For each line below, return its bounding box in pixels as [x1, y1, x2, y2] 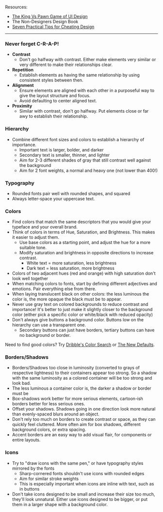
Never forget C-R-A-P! [5, 40, 59, 47]
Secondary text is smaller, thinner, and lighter [19, 152, 110, 158]
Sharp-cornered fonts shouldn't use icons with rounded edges [19, 470, 145, 476]
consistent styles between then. [19, 77, 83, 83]
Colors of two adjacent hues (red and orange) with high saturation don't [12, 270, 156, 276]
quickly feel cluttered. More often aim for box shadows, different [12, 422, 141, 428]
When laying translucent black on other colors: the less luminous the [12, 291, 149, 297]
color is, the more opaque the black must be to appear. [12, 296, 122, 302]
